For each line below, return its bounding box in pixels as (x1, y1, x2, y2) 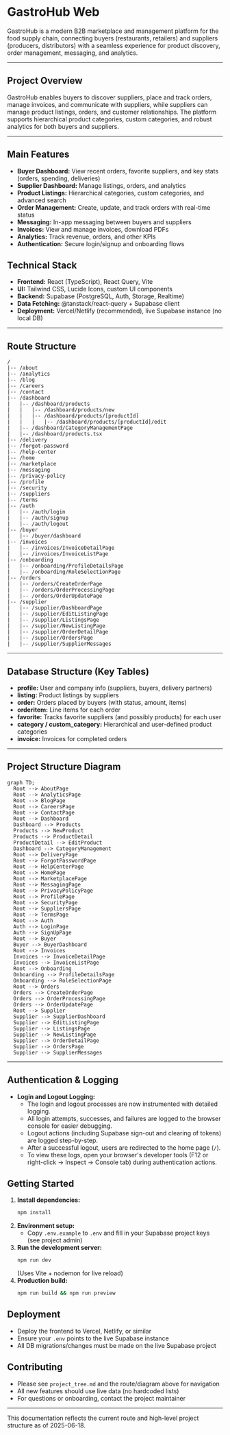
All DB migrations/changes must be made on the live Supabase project (16, 1341, 217, 1349)
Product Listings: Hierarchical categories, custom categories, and (16, 189, 204, 197)
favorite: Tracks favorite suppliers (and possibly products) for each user (16, 713, 222, 721)
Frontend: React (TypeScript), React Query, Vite (16, 278, 153, 286)
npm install (16, 1209, 51, 1216)
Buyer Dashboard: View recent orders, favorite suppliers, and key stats (16, 167, 219, 175)
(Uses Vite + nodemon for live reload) (16, 1269, 123, 1277)
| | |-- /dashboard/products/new (7, 407, 115, 413)
